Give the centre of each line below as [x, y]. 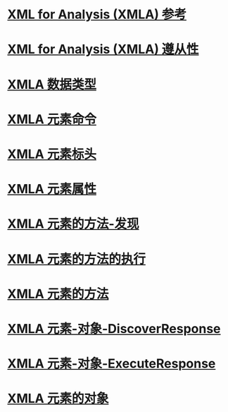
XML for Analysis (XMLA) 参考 [97, 14]
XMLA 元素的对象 [58, 399]
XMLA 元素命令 [52, 119]
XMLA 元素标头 [52, 154]
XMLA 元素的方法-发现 [73, 224]
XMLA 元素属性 [52, 189]
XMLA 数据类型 [52, 84]
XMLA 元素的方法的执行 [77, 259]
